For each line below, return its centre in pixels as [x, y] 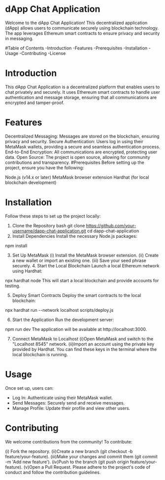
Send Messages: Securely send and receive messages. [68, 403]
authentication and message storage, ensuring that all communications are [81, 97]
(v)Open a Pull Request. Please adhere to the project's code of [87, 467]
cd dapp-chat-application [113, 231]
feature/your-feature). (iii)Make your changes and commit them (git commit [81, 456]
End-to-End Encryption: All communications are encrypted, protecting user [81, 152]
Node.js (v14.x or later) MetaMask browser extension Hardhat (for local [77, 177]
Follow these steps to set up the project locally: [53, 216]
